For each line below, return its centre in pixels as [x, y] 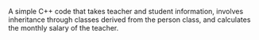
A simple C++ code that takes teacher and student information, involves [126, 11]
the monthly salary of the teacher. [64, 28]
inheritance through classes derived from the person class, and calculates [129, 20]
